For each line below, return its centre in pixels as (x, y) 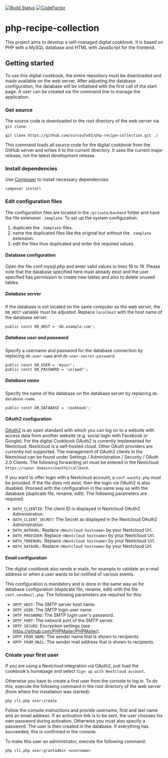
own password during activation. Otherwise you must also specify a (75, 721)
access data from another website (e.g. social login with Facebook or (76, 435)
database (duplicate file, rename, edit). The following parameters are (76, 493)
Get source (19, 110)
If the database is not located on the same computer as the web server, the (83, 306)
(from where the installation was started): (48, 692)
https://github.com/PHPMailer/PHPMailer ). (56, 631)
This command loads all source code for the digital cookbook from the (78, 145)
